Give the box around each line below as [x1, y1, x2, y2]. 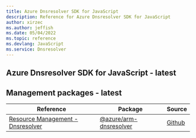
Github [166, 118, 185, 126]
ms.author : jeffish [6, 24, 54, 31]
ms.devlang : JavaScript [6, 41, 64, 47]
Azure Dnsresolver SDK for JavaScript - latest [6, 68, 177, 78]
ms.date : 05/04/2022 [6, 30, 57, 36]
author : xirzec [6, 19, 43, 25]
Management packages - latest [6, 88, 123, 98]
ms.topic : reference [6, 36, 57, 41]
